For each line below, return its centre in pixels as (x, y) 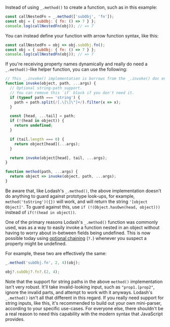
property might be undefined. (36, 243)
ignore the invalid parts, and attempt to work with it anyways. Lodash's (79, 292)
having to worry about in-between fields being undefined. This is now (78, 233)
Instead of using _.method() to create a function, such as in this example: (81, 7)
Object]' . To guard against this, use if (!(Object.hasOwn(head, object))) (83, 207)
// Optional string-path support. (46, 88)
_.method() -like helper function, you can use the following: (66, 69)
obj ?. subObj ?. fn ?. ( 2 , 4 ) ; (32, 272)
